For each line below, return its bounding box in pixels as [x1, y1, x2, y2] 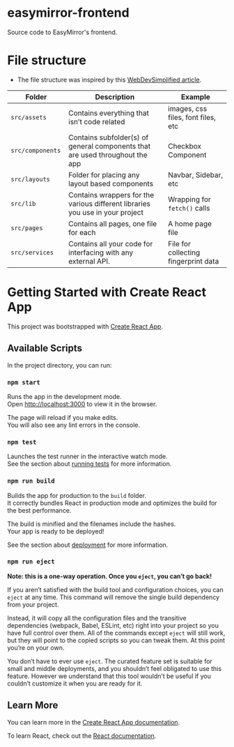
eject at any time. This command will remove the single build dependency [7, 593, 220, 601]
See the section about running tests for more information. [7, 460, 172, 468]
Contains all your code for [68, 239, 153, 248]
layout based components [68, 179, 154, 188]
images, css [168, 103, 208, 113]
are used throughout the [68, 150, 148, 160]
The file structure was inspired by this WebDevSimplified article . [17, 75, 202, 84]
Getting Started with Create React [7, 285, 207, 301]
